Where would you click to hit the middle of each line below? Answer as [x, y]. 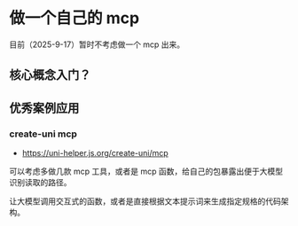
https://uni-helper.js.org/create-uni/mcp [95, 153]
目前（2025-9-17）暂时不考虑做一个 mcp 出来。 [97, 44]
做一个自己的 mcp [74, 18]
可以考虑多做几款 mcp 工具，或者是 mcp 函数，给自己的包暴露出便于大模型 [146, 171]
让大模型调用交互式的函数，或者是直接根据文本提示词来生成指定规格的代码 [145, 201]
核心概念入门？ [50, 75]
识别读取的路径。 [40, 183]
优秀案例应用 [44, 108]
